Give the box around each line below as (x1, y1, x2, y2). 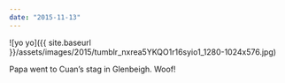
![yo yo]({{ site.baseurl (9, 37, 91, 48)
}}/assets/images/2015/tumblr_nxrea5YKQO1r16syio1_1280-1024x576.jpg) (9, 46, 277, 57)
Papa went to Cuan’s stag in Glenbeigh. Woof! (9, 64, 176, 74)
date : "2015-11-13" (9, 12, 81, 22)
